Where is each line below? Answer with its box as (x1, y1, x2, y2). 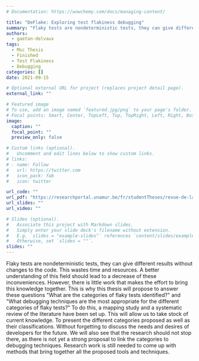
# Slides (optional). (6, 216, 60, 222)
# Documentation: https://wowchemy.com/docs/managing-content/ (6, 8, 166, 15)
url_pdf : (6, 194, 28, 200)
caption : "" (11, 123, 41, 129)
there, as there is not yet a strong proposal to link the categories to (6, 336, 169, 343)
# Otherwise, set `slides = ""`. (6, 238, 94, 244)
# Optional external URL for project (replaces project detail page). (6, 85, 184, 91)
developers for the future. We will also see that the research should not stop (6, 330, 191, 336)
